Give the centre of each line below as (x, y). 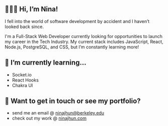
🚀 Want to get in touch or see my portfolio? (73, 101)
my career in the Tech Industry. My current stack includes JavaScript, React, (84, 41)
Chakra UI (22, 85)
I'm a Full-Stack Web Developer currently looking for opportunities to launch (84, 36)
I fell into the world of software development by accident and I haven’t (77, 21)
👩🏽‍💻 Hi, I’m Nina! (31, 9)
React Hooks (25, 80)
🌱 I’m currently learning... (46, 63)
